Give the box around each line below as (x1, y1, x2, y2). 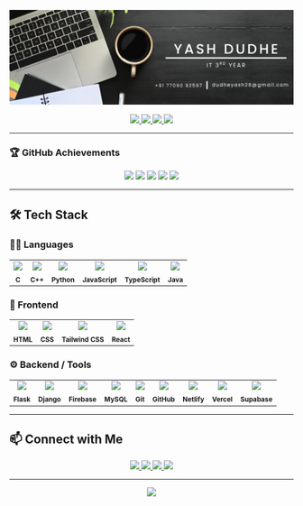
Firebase (69, 395, 97, 404)
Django (38, 395, 61, 404)
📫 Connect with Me (9, 431, 124, 446)
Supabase (240, 395, 273, 404)
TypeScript (124, 275, 161, 284)
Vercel (211, 395, 233, 404)
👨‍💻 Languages (9, 238, 74, 251)
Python (50, 275, 75, 284)
